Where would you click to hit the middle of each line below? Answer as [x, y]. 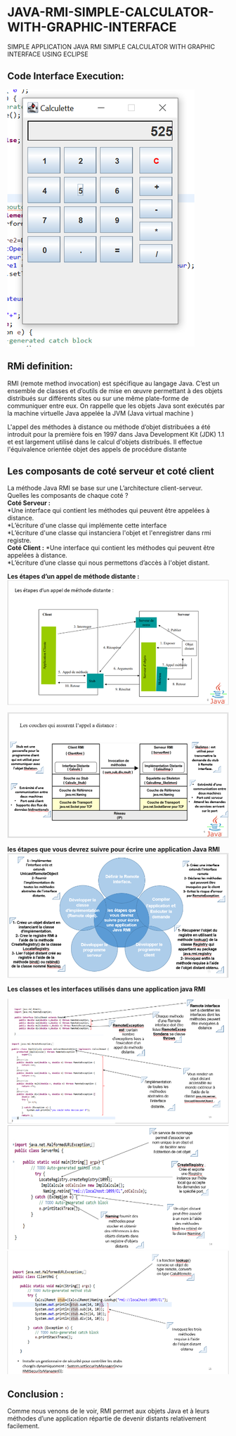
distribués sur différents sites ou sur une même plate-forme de [98, 398]
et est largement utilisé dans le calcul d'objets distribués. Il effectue [105, 442]
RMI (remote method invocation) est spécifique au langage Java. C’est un [113, 383]
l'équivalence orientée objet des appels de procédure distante [97, 449]
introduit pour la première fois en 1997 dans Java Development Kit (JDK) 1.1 [116, 434]
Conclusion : [35, 1394]
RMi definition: [40, 366]
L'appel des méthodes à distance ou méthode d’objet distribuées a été [109, 427]
